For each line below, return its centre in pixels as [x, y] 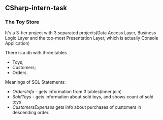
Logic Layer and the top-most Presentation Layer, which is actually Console [82, 38]
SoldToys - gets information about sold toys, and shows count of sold [83, 96]
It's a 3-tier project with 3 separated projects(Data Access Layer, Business [81, 33]
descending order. [31, 112]
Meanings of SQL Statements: [35, 82]
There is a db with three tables [36, 52]
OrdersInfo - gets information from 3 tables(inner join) [67, 91]
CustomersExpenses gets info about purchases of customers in [77, 107]
